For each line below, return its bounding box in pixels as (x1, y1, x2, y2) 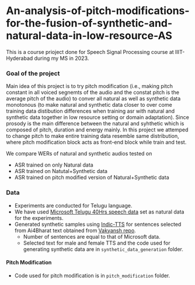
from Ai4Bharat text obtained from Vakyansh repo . (14, 227, 136, 234)
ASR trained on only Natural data (14, 161, 93, 168)
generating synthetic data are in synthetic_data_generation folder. (23, 245, 184, 253)
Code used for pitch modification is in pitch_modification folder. (14, 272, 170, 279)
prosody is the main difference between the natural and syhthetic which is (6, 120, 184, 127)
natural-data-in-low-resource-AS (6, 29, 172, 42)
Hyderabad (6, 55, 33, 62)
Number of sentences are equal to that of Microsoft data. (23, 233, 161, 240)
